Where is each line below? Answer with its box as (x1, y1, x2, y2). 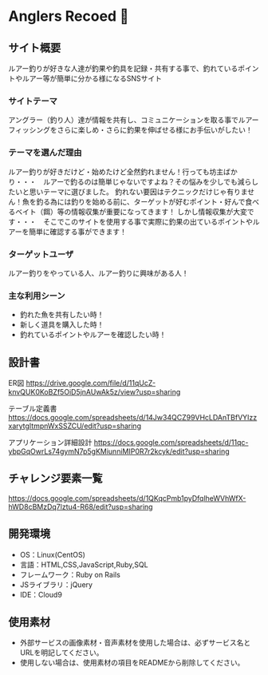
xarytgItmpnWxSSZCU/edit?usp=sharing (8, 421, 142, 431)
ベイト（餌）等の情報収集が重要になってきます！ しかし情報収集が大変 (14, 207, 247, 216)
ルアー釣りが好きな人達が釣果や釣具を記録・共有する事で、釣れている (8, 64, 238, 73)
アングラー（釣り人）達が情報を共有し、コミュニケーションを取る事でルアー (8, 115, 259, 125)
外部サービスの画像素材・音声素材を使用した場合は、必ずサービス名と (19, 638, 251, 648)
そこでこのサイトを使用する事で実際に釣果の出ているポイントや (42, 216, 253, 226)
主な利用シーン (8, 290, 65, 301)
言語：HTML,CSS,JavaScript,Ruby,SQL (19, 559, 149, 570)
